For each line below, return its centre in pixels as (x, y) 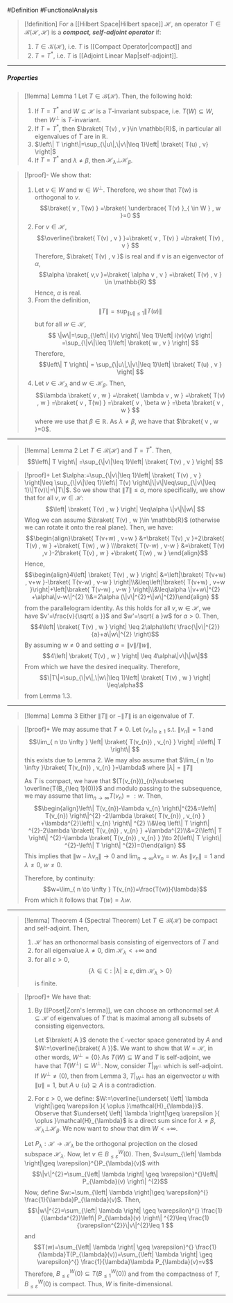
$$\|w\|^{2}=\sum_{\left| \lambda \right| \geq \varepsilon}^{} (113, 1210)
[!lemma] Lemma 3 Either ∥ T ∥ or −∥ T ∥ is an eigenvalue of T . (109, 716)
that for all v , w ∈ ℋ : (54, 498)
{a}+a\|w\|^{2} (112, 634)
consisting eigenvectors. (70, 1026)
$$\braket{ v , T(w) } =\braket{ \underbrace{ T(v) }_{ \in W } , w (130, 208)
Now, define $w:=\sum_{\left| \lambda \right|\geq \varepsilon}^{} (116, 1192)
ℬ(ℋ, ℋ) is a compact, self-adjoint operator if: (93, 32)
